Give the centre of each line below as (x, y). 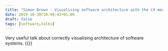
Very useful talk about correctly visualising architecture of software (74, 38)
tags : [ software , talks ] (30, 24)
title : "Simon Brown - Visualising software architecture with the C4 (80, 10)
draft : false (19, 19)
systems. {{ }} (19, 43)
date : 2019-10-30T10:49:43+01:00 (40, 14)
